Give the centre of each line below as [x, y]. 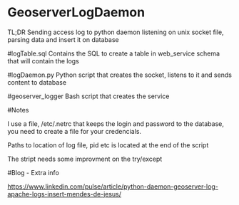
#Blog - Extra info [33, 172]
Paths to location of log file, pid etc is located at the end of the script [108, 145]
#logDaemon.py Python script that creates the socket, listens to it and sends [119, 75]
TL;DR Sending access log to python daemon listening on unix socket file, [116, 32]
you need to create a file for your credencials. [74, 131]
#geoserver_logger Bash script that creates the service [88, 96]
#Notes [18, 110]
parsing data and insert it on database [63, 39]
